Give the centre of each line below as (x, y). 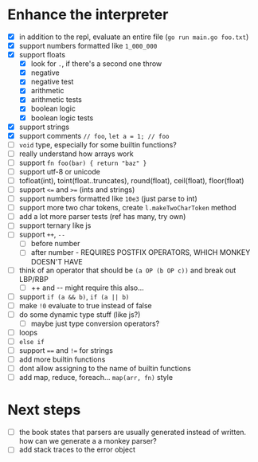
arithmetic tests (57, 100)
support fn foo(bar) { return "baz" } (83, 162)
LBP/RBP (33, 279)
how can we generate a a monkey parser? (88, 441)
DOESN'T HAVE (57, 261)
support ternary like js (55, 225)
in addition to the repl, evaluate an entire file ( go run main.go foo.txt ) (134, 37)
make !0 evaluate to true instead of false (85, 305)
